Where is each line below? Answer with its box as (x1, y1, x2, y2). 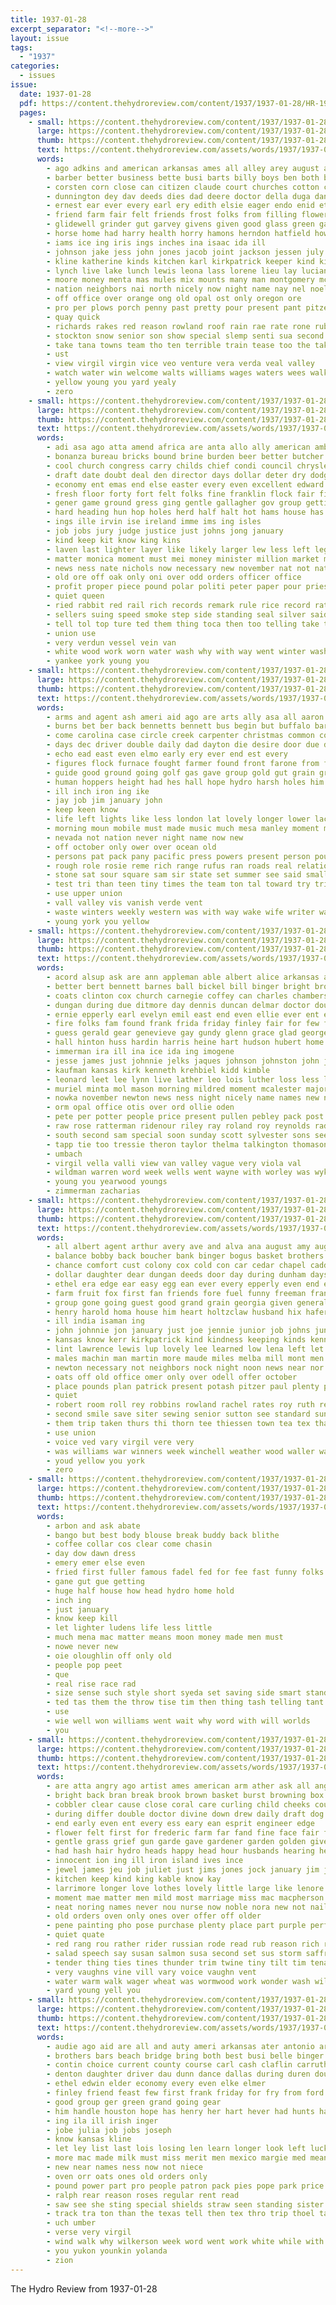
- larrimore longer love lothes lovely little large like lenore (46, 1883, 325, 1893)
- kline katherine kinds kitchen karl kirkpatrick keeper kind (46, 256, 315, 266)
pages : (19, 107, 47, 118)
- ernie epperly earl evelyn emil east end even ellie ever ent (46, 1009, 320, 1020)
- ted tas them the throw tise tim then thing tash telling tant (46, 1697, 325, 1708)
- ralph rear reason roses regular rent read (46, 2190, 240, 2200)
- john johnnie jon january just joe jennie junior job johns (46, 1326, 311, 1336)
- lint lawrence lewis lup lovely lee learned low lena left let (46, 1344, 325, 1354)
